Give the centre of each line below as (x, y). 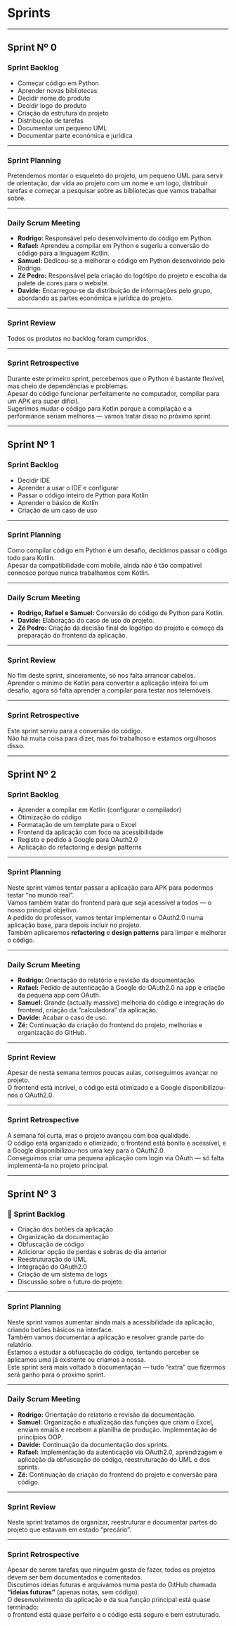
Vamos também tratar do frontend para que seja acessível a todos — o (110, 902)
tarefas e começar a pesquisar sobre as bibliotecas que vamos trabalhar (112, 190)
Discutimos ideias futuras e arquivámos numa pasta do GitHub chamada (112, 1585)
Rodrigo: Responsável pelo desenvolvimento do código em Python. (115, 238)
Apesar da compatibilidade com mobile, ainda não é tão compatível (105, 565)
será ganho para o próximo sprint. (56, 1374)
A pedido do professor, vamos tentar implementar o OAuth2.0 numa (105, 917)
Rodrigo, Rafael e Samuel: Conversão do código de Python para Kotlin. (121, 613)
